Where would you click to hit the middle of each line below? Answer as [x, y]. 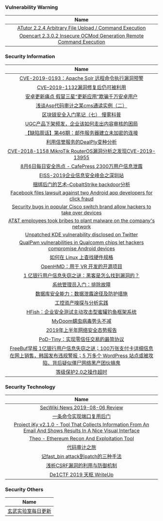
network [81, 226]
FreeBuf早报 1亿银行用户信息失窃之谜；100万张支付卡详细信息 [81, 348]
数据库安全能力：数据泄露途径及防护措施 [81, 294]
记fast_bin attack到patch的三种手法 [81, 456]
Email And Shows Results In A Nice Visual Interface [81, 430]
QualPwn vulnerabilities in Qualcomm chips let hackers [81, 242]
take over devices [81, 213]
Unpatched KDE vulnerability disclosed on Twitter [81, 235]
